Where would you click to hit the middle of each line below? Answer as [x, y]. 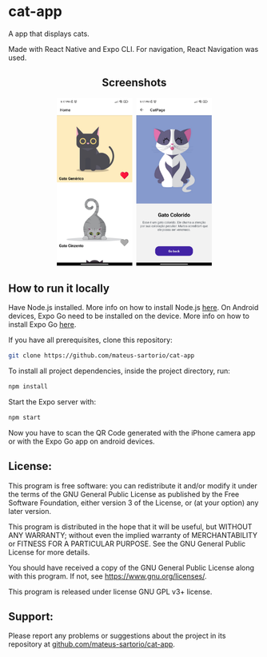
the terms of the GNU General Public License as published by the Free [124, 494]
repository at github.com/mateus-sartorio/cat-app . [92, 644]
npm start [25, 417]
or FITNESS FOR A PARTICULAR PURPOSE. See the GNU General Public [127, 544]
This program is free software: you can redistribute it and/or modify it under [133, 485]
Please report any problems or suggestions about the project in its [117, 636]
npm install [28, 386]
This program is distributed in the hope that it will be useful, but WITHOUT [130, 527]
